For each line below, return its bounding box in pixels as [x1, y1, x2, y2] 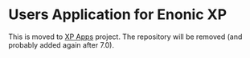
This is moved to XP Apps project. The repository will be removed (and [8, 32, 243, 41]
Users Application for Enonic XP [8, 6, 227, 24]
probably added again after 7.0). [8, 40, 115, 49]
